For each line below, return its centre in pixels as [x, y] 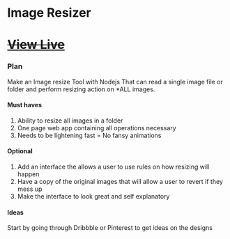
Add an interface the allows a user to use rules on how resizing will [113, 167]
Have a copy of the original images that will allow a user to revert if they [120, 182]
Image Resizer [49, 13]
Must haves [24, 105]
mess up [30, 189]
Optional [20, 151]
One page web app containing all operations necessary [97, 128]
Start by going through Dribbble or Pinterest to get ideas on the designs [110, 228]
